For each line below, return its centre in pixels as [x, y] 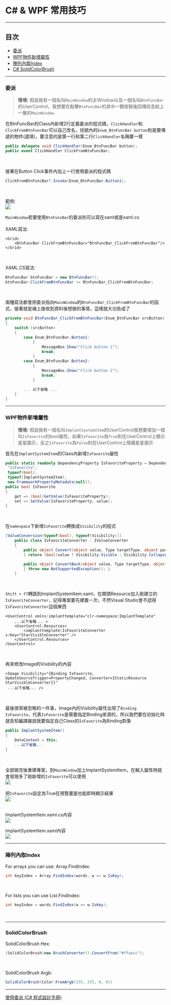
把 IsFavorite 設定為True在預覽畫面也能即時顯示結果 [59, 793]
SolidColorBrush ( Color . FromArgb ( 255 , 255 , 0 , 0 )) [59, 982]
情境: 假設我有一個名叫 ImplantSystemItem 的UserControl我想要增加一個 [91, 430]
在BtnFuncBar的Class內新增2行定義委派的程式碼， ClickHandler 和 [74, 124]
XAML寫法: [17, 229]
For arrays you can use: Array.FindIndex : [48, 867]
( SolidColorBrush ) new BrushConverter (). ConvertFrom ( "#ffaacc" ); [75, 953]
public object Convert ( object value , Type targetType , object [91, 550]
